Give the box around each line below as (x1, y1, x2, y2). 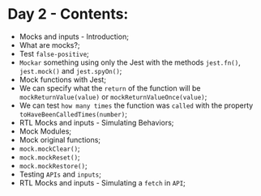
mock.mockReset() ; (19, 151, 80, 162)
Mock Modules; (19, 126, 72, 136)
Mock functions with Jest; (19, 75, 107, 84)
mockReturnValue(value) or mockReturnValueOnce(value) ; (19, 92, 208, 101)
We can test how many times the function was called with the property (19, 100, 254, 110)
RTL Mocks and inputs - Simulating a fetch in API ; (19, 177, 186, 187)
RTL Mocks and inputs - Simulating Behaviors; (19, 117, 174, 127)
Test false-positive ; (19, 49, 90, 58)
